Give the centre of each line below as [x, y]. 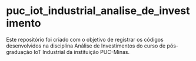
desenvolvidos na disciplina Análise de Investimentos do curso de [86, 46]
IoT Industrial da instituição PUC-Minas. [82, 52]
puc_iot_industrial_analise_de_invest [98, 11]
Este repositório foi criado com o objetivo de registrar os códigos [85, 39]
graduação [19, 52]
